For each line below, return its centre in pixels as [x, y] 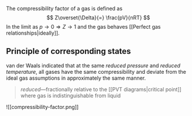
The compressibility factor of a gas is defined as [64, 8]
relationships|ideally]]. [33, 33]
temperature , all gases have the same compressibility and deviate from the [96, 71]
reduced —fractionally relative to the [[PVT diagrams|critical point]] [101, 89]
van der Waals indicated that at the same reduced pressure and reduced [93, 65]
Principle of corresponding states [68, 51]
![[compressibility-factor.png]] [42, 107]
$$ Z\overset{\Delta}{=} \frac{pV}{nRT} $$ [98, 18]
